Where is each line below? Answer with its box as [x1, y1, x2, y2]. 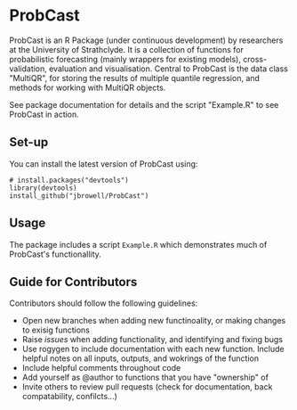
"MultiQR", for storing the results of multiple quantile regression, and [9, 72, 261, 83]
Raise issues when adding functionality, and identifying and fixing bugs [21, 334, 283, 345]
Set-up [9, 135, 49, 150]
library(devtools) [9, 184, 77, 193]
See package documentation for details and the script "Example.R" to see [9, 99, 279, 110]
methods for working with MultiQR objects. [9, 82, 166, 93]
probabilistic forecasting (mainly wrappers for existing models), [9, 53, 242, 64]
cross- [243, 53, 268, 64]
